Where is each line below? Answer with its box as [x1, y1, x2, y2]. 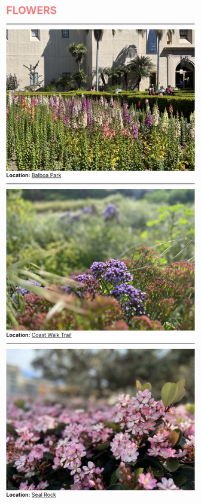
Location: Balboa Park [6, 171, 62, 178]
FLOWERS [6, 4, 57, 17]
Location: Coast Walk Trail [6, 331, 72, 338]
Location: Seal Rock [6, 491, 57, 498]
